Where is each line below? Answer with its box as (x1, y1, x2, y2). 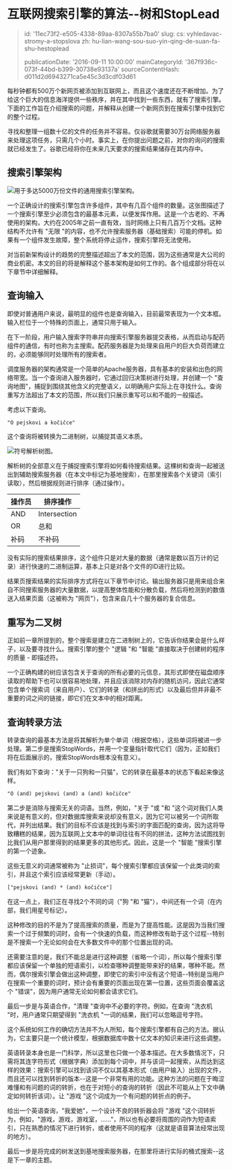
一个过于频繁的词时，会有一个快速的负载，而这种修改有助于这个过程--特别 (12, 929, 224, 937)
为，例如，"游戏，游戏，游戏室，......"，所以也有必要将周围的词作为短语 (7, 1115, 211, 1123)
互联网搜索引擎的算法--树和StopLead (7, 6, 220, 22)
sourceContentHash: (120, 65, 180, 73)
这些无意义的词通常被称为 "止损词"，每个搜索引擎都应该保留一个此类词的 (7, 861, 214, 869)
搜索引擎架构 (7, 167, 62, 178)
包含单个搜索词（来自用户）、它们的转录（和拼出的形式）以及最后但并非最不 (7, 686, 222, 694)
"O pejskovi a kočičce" (7, 419, 76, 426)
